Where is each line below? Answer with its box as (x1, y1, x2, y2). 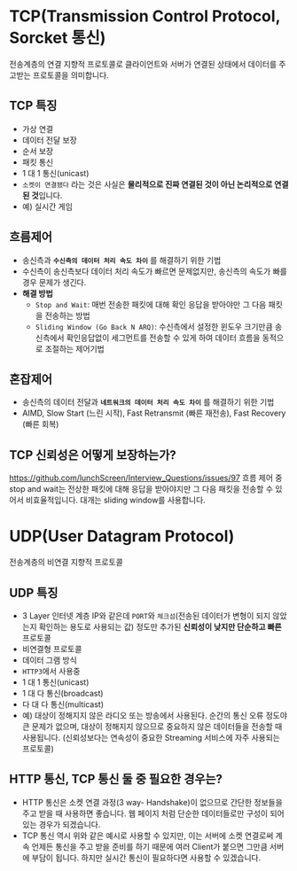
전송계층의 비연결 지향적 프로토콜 (9, 556, 124, 568)
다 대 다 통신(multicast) (21, 698, 105, 710)
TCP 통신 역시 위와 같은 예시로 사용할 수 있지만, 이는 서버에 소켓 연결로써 (21, 830, 274, 841)
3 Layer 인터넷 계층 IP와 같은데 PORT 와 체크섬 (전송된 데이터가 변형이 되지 (21, 610, 271, 621)
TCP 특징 (9, 98, 58, 113)
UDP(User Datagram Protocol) (9, 526, 235, 547)
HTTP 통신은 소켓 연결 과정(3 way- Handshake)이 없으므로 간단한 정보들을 (21, 797, 284, 807)
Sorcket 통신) (9, 28, 106, 48)
